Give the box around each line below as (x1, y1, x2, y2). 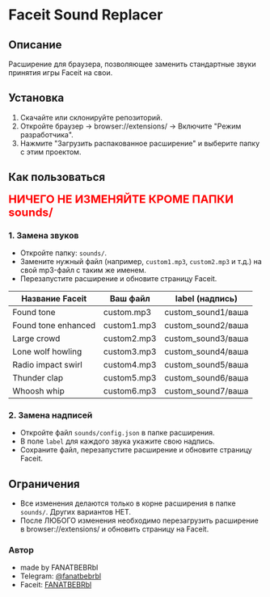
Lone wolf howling (12, 346, 82, 357)
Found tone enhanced (12, 319, 96, 330)
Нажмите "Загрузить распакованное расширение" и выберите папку (19, 138, 260, 148)
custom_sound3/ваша (164, 333, 249, 344)
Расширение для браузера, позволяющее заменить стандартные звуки (8, 59, 256, 69)
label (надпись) (175, 292, 238, 304)
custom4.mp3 (103, 359, 157, 370)
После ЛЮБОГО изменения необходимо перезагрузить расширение (19, 515, 259, 526)
